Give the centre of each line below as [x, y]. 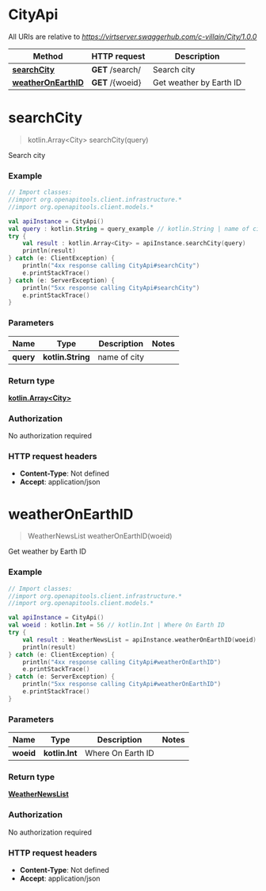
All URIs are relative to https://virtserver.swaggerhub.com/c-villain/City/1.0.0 [133, 37]
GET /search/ [116, 69]
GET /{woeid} [116, 83]
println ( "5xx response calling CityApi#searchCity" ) [111, 287]
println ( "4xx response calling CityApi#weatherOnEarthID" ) [122, 662]
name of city [121, 357]
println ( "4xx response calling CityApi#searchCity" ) [111, 266]
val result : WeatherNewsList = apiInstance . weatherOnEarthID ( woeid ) [140, 640]
